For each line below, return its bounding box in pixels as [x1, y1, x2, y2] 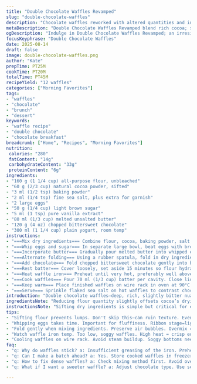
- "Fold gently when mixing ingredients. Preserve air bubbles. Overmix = [6, 326, 193, 332]
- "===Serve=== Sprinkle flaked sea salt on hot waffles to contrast [6, 288, 180, 293]
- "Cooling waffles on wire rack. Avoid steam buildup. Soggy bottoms [6, 336, 182, 343]
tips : [6, 309, 19, 315]
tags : [6, 91, 19, 96]
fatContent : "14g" [8, 156, 54, 162]
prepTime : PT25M [6, 63, 46, 69]
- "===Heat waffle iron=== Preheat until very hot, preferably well [6, 271, 177, 277]
